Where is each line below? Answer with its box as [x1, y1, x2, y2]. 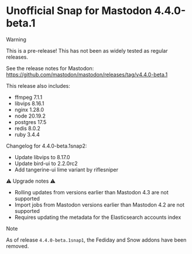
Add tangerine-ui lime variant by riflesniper [14, 166, 119, 173]
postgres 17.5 [14, 118, 47, 125]
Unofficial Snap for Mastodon [6, 4, 152, 18]
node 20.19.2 [14, 112, 46, 119]
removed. [6, 242, 29, 249]
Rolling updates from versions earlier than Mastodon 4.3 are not [14, 188, 169, 195]
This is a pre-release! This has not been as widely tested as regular [6, 47, 168, 54]
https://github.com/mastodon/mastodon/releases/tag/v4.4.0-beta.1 [6, 71, 168, 78]
